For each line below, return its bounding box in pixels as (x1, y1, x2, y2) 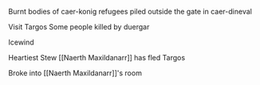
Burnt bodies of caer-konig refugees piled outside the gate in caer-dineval (8, 7, 253, 16)
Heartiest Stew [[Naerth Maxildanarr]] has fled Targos (8, 53, 186, 62)
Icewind (8, 37, 34, 47)
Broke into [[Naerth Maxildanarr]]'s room (8, 68, 142, 78)
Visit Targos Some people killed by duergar (8, 22, 150, 31)
